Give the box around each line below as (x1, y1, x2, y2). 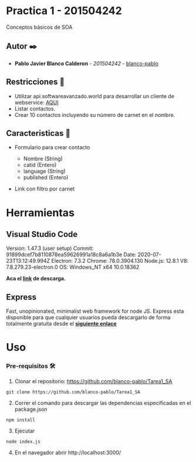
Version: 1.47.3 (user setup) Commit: (6, 245, 94, 252)
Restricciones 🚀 (6, 77, 65, 87)
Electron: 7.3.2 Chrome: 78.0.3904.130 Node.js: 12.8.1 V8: (51, 257, 189, 265)
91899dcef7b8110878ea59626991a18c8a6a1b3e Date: (6, 251, 137, 258)
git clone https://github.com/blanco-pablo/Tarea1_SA (6, 389, 141, 395)
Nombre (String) (23, 155, 63, 162)
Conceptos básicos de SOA (6, 24, 73, 31)
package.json (14, 406, 48, 413)
